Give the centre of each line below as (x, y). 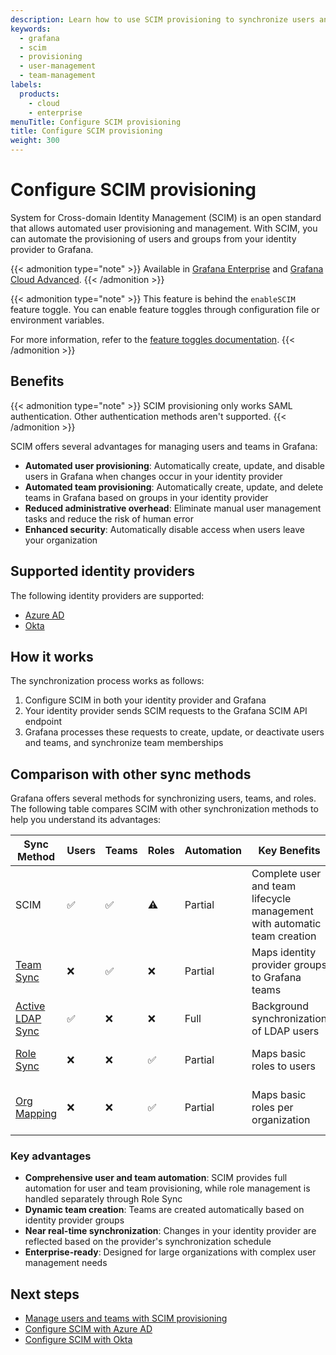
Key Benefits (289, 851)
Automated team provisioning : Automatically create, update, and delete (174, 487)
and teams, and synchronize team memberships (124, 743)
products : (39, 94)
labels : (26, 85)
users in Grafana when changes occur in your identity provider (153, 476)
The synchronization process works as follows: (107, 681)
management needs (66, 1263)
